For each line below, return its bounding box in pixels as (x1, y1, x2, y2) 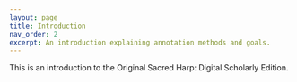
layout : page (9, 12, 58, 22)
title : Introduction (9, 21, 87, 30)
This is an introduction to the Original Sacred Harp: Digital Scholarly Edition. (9, 62, 289, 73)
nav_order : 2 (9, 29, 58, 38)
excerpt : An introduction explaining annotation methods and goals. (9, 37, 271, 47)
